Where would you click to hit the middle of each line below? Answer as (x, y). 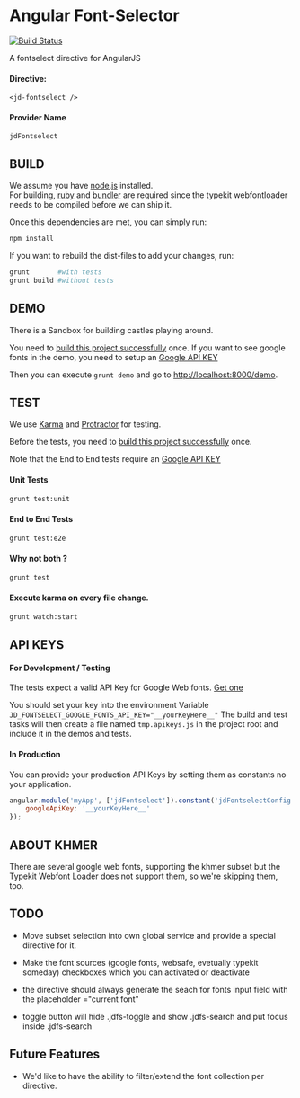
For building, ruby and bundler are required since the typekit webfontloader (149, 195)
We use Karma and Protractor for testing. (85, 424)
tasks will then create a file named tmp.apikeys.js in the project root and (144, 724)
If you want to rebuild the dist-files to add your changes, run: (122, 256)
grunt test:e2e (38, 538)
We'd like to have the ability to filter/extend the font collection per (143, 1076)
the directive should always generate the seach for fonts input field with (155, 989)
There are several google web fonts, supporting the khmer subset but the (145, 866)
